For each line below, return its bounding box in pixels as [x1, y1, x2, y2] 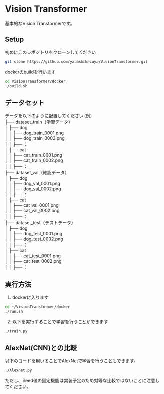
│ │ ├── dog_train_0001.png [5, 130, 64, 136]
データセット [5, 98, 45, 107]
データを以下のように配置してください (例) [5, 113, 92, 119]
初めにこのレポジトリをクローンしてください [5, 49, 96, 55]
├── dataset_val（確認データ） [5, 170, 70, 176]
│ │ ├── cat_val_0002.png [5, 208, 60, 214]
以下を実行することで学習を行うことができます [12, 318, 108, 325]
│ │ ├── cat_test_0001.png [5, 253, 61, 259]
